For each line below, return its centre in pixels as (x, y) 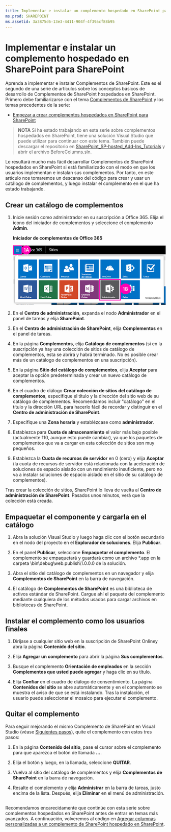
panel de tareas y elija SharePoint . (49, 319)
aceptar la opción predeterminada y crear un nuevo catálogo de (80, 375)
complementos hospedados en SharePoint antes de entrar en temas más (82, 813)
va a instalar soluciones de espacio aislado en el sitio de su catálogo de (88, 474)
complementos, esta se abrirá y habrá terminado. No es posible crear (85, 354)
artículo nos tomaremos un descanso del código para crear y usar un (78, 178)
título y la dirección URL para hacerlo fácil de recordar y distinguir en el (87, 407)
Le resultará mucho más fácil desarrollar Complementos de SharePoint (79, 162)
